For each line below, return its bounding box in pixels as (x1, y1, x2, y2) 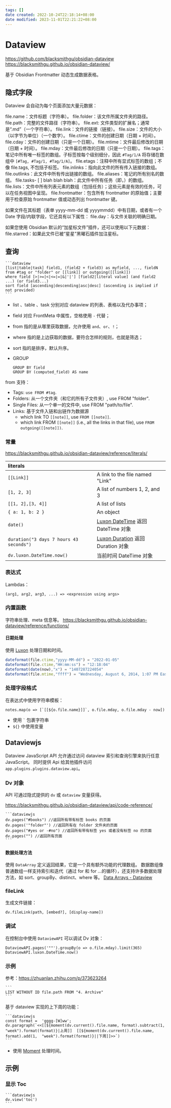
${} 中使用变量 (12, 723, 44, 729)
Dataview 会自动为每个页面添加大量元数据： (5, 102, 98, 109)
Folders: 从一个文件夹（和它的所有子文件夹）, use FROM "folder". (12, 395, 150, 401)
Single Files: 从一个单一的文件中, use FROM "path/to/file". (12, 401, 133, 408)
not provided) (5, 288, 36, 293)
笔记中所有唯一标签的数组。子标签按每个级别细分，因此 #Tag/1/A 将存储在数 (5, 151, 164, 158)
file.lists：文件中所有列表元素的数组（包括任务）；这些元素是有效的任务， (5, 184, 158, 190)
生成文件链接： (5, 899, 37, 906)
